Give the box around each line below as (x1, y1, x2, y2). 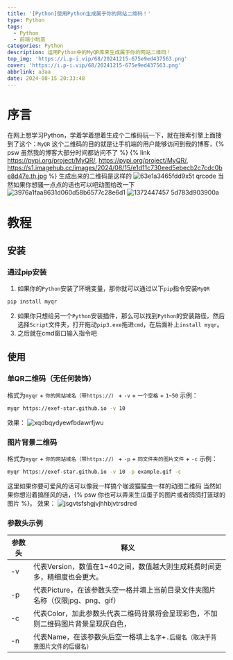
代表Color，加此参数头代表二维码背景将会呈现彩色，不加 (33, 609, 218, 618)
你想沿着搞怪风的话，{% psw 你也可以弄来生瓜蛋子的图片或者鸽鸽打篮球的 (12, 490, 226, 499)
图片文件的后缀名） (39, 643, 93, 650)
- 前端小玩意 (13, 36, 46, 43)
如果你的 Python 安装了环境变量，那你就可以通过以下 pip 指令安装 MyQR (17, 284, 210, 292)
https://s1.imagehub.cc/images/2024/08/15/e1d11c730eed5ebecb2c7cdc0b (7, 164, 223, 172)
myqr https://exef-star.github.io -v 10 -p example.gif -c (7, 468, 182, 475)
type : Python (7, 17, 45, 24)
